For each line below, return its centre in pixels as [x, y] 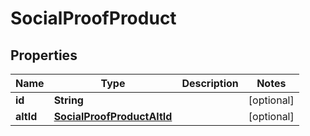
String [68, 100]
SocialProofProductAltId [113, 116]
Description [210, 83]
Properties [44, 55]
